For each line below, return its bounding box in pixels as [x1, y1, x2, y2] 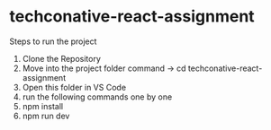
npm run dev [22, 110, 70, 121]
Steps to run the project [9, 36, 97, 47]
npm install [22, 100, 64, 111]
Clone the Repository [22, 53, 102, 64]
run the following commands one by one [22, 91, 173, 102]
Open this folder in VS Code [22, 82, 127, 92]
